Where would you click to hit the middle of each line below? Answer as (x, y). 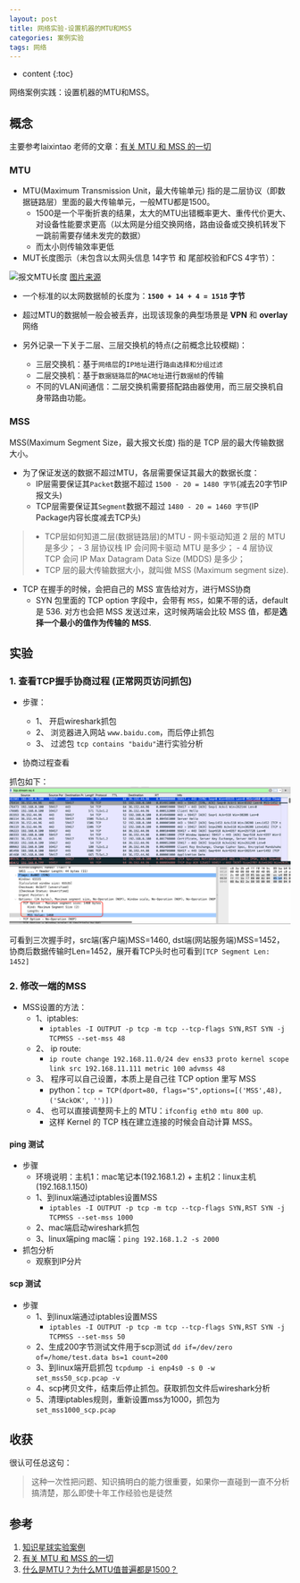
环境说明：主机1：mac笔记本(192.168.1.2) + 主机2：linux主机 (146, 1177)
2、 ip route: (58, 1048)
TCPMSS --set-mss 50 (87, 1337)
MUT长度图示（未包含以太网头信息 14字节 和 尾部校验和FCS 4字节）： (150, 258)
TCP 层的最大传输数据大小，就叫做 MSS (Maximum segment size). (166, 569)
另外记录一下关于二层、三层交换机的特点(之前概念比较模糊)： (135, 346)
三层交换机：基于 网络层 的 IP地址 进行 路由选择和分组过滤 (129, 364)
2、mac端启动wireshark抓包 (87, 1228)
